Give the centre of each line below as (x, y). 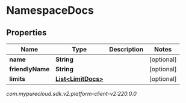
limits (17, 79)
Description (126, 49)
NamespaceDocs (50, 10)
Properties (26, 33)
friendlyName (29, 69)
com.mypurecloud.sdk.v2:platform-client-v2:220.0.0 (72, 94)
